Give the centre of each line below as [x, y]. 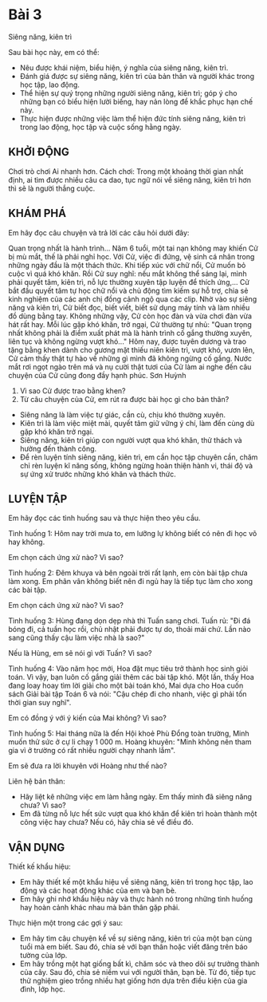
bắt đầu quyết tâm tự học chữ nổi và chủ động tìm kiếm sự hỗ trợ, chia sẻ [128, 290]
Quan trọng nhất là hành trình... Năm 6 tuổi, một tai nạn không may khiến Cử [133, 248]
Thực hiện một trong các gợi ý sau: [66, 923]
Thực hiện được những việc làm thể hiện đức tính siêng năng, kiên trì [132, 118]
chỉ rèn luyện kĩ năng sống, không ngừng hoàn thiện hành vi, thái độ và [136, 465]
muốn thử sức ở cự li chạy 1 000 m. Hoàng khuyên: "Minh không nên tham [130, 742]
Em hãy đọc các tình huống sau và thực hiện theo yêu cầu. [104, 518]
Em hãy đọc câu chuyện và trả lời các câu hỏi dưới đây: [99, 232]
